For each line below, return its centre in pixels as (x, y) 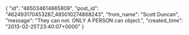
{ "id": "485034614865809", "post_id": (52, 8)
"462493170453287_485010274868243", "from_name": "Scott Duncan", (92, 14)
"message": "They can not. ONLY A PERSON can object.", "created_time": (94, 20)
